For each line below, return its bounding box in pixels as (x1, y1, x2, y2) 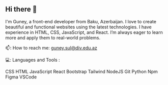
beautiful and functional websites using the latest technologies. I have (5, 24, 152, 30)
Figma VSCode (5, 74, 37, 80)
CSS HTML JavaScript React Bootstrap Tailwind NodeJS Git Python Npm (5, 68, 158, 74)
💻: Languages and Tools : (5, 57, 60, 63)
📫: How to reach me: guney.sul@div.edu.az (5, 45, 98, 51)
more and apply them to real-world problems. (5, 34, 101, 40)
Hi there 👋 (5, 5, 37, 14)
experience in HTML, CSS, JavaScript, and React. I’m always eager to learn (5, 29, 163, 35)
